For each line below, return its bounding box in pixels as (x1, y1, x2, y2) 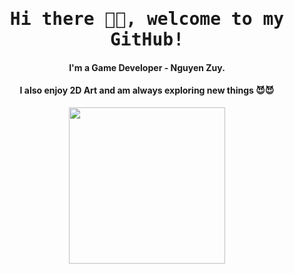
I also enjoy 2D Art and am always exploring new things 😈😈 (19, 84, 275, 97)
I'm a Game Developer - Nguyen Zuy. (68, 61, 226, 73)
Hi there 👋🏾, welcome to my (9, 8, 285, 30)
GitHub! (109, 29, 184, 51)
